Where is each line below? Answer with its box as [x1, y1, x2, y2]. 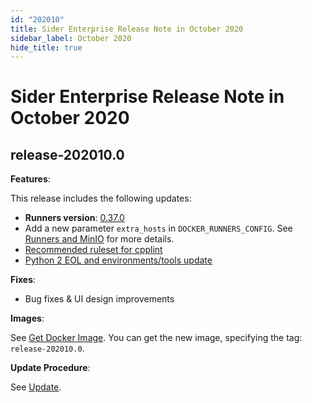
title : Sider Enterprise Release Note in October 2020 [10, 24, 244, 34]
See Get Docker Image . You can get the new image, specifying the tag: [10, 332, 303, 344]
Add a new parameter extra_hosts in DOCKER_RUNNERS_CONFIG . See [24, 222, 293, 235]
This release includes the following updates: [10, 192, 192, 205]
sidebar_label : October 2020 [10, 33, 132, 43]
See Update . [10, 381, 62, 393]
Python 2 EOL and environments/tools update [24, 254, 213, 266]
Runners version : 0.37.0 [24, 212, 125, 224]
